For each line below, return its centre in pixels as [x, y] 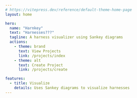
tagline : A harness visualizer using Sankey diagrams [66, 37]
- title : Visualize [30, 83]
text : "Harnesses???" [32, 33]
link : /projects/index [42, 56]
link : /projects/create [43, 70]
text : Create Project [41, 65]
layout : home [19, 14]
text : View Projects [39, 51]
